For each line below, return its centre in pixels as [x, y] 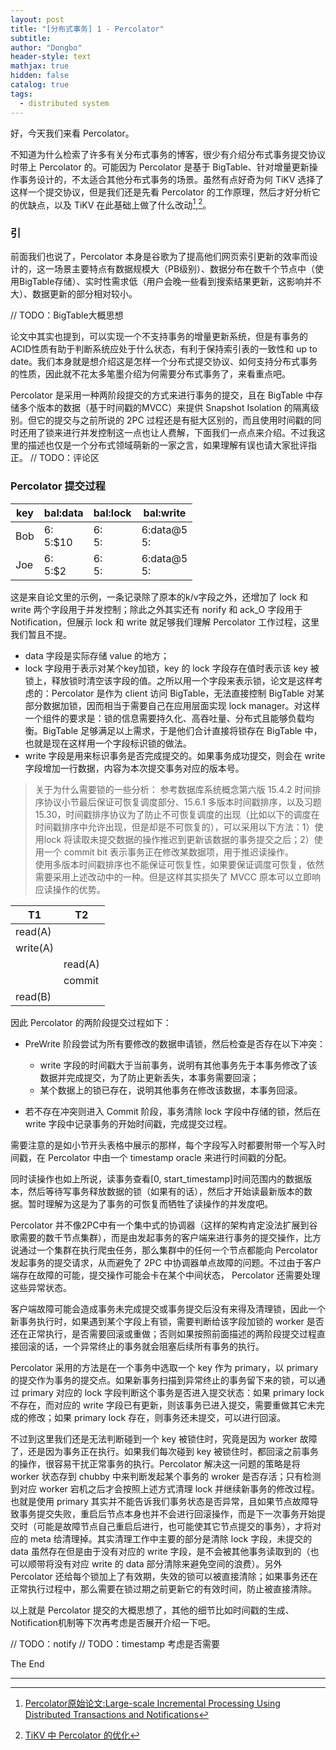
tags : [21, 94]
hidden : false [40, 76]
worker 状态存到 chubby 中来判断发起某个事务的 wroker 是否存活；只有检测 [166, 1476]
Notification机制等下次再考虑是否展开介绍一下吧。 [113, 1622]
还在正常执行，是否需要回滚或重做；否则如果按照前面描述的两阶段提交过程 [163, 1333]
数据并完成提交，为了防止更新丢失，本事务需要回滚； [149, 1077]
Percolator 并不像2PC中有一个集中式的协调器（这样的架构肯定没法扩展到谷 [164, 1225]
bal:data [63, 513]
